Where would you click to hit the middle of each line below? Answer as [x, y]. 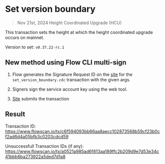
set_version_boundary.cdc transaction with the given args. [71, 79]
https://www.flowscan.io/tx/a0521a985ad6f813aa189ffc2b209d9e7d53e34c [82, 151]
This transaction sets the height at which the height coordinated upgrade [79, 32]
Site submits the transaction [41, 98]
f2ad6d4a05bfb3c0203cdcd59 [37, 136]
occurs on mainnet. [25, 37]
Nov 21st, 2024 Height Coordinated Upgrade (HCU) [69, 23]
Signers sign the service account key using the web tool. [70, 89]
